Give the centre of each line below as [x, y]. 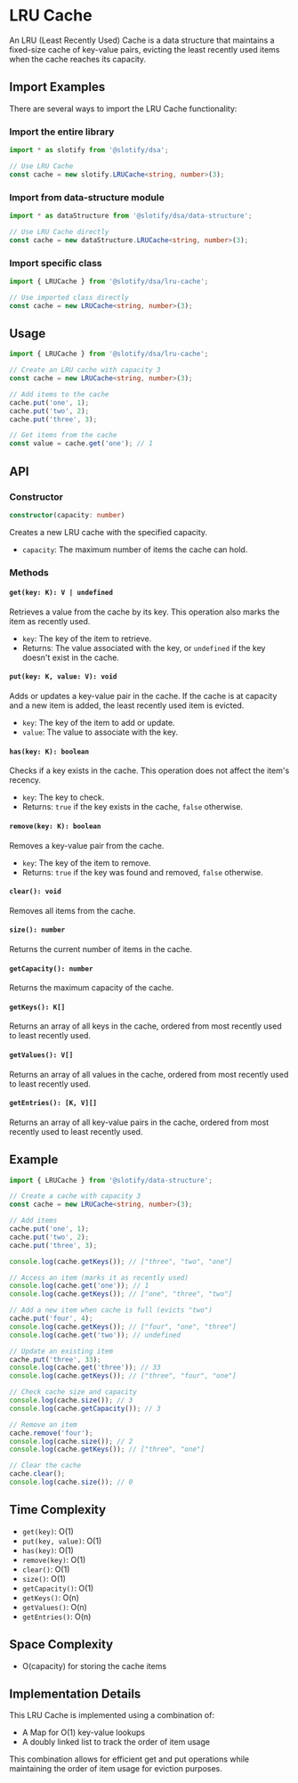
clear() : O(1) [46, 1569]
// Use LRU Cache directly [59, 232]
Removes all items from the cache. [72, 910]
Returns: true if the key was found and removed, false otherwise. [143, 872]
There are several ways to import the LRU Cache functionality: [123, 109]
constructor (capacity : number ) [67, 515]
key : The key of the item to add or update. [98, 723]
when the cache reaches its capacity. [78, 59]
